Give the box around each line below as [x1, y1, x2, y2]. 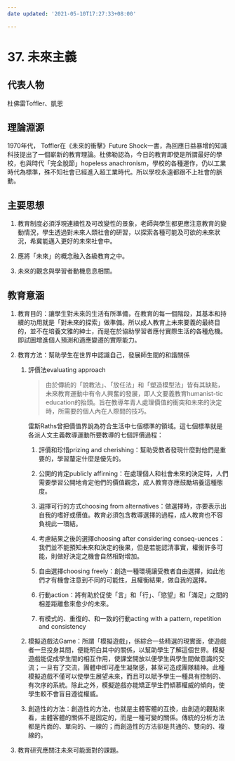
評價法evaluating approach [27, 366, 107, 374]
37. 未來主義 [7, 49, 77, 65]
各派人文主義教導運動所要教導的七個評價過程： [27, 430, 163, 440]
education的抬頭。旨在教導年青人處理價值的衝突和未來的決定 [45, 398, 222, 407]
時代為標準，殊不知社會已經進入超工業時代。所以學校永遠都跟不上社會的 [7, 168, 216, 177]
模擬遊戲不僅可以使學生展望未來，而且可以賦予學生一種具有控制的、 [27, 672, 225, 681]
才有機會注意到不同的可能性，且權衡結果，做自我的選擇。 [44, 576, 211, 584]
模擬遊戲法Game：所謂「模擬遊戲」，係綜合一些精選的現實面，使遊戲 [27, 637, 227, 646]
